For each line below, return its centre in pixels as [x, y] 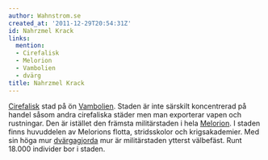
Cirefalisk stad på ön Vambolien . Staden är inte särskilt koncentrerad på [128, 106]
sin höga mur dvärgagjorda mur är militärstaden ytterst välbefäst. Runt [125, 140]
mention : [30, 46]
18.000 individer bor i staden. [57, 149]
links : [19, 38]
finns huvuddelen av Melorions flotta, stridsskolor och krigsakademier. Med [134, 131]
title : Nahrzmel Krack [46, 83]
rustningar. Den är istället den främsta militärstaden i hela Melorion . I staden [134, 123]
